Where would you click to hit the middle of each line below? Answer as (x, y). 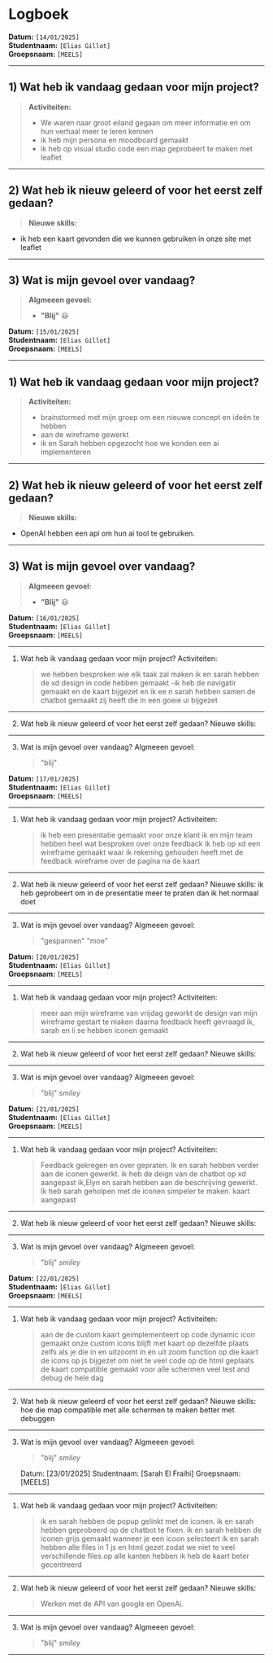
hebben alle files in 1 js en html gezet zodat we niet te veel (138, 1547)
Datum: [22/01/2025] (44, 1278)
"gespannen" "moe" (74, 940)
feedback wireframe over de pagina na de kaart (120, 860)
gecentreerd (61, 1565)
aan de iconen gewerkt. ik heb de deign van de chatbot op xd (143, 1174)
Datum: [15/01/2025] (44, 331)
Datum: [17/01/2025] (44, 778)
